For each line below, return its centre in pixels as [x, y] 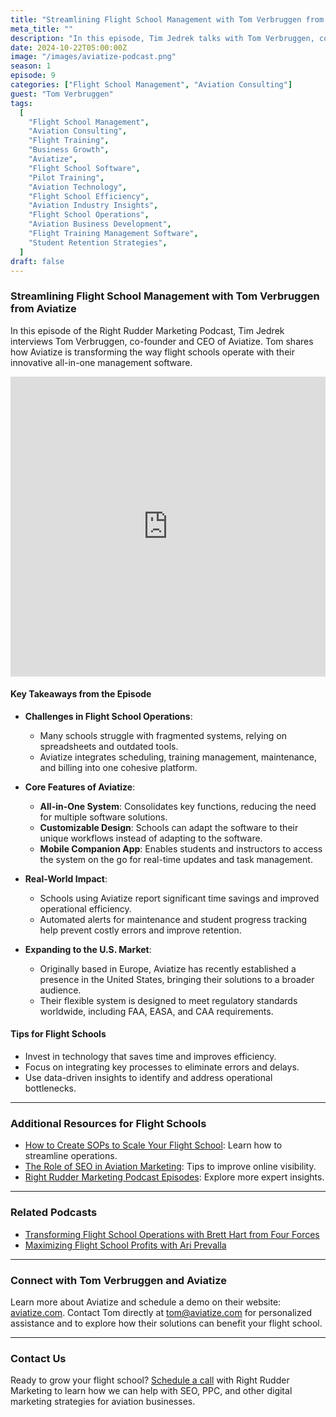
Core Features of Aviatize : [80, 787]
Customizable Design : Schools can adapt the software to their [169, 827]
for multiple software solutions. [103, 817]
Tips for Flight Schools [58, 1034]
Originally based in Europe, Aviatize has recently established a [168, 968]
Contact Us [38, 1358]
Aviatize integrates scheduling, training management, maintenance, [178, 757]
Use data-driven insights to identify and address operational [148, 1078]
